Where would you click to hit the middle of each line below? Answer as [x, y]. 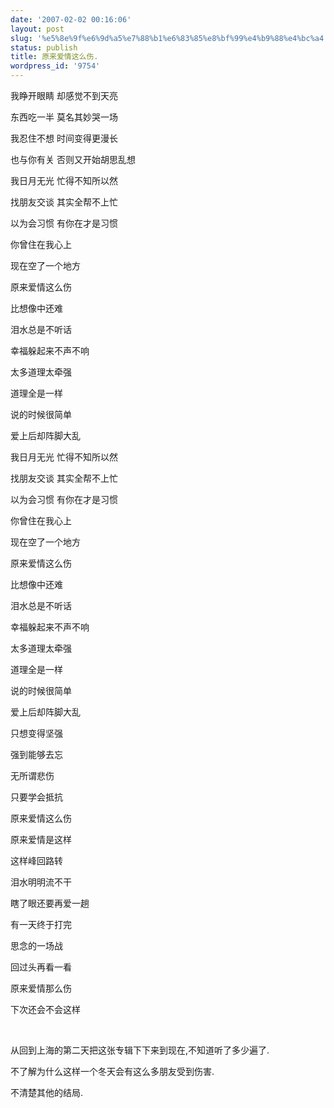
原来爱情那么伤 [41, 988]
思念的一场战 [36, 945]
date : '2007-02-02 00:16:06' [71, 19]
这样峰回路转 [36, 860]
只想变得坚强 [36, 733]
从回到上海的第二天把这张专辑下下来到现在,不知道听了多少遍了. [140, 1050]
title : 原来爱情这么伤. [54, 57]
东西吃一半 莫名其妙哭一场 [64, 117]
